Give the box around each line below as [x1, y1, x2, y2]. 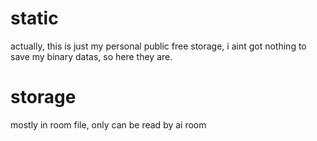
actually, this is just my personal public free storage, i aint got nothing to [10, 40, 307, 52]
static [10, 7, 59, 30]
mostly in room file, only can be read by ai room [10, 118, 207, 131]
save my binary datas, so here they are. [10, 50, 173, 62]
